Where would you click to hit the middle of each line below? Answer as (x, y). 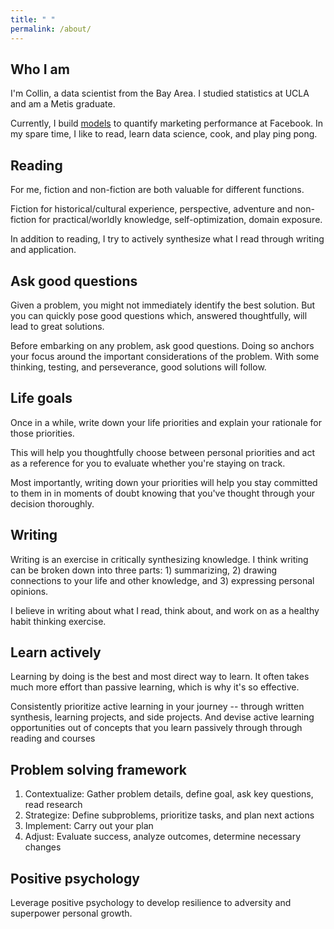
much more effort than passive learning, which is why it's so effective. (155, 687)
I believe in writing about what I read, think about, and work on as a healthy (165, 610)
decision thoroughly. (52, 503)
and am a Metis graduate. (63, 104)
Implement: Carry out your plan (89, 826)
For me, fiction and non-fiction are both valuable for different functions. (157, 190)
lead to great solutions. (57, 326)
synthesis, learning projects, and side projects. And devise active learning (162, 717)
